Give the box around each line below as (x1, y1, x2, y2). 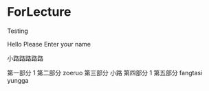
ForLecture (7, 4, 71, 20)
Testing (7, 27, 29, 35)
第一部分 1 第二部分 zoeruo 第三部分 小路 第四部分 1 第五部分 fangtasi (7, 68, 203, 77)
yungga (7, 76, 29, 84)
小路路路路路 (7, 54, 43, 62)
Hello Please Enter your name (7, 40, 91, 48)
